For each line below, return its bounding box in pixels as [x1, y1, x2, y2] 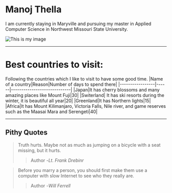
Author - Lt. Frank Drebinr [30, 157, 84, 163]
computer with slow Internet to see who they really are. [17, 172, 135, 179]
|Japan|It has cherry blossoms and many [73, 86, 160, 93]
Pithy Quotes [5, 128, 48, 137]
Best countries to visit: [5, 59, 103, 70]
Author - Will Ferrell [30, 182, 71, 188]
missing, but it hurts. [17, 147, 61, 153]
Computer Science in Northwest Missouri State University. [5, 26, 128, 32]
